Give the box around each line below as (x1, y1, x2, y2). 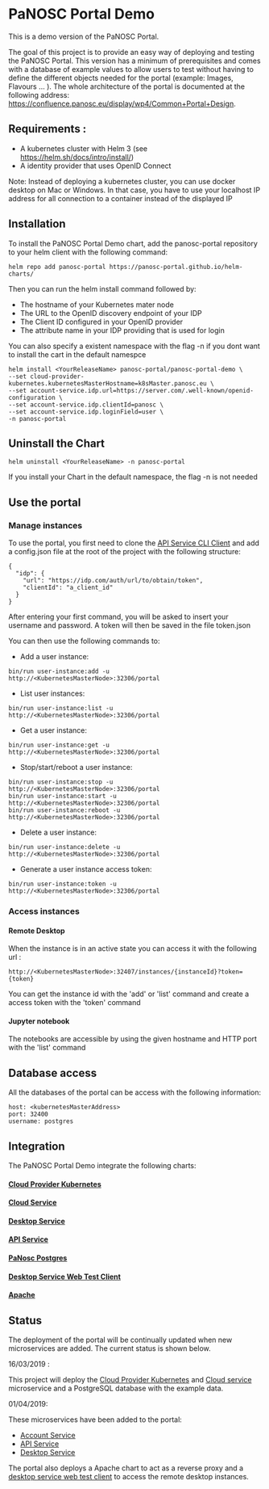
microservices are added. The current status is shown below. (8, 1343, 211, 1353)
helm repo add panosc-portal (8, 263, 106, 271)
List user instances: (19, 688, 85, 699)
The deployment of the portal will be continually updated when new (8, 1335, 233, 1344)
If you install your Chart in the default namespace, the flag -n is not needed (8, 472, 258, 482)
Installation (8, 217, 66, 231)
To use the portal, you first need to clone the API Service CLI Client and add (8, 538, 260, 548)
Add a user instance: (19, 652, 89, 662)
